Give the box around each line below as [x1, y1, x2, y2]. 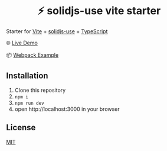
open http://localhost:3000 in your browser [14, 105, 120, 113]
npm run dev [14, 100, 44, 106]
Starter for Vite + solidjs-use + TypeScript [6, 27, 108, 35]
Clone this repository [14, 86, 66, 94]
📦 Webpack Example [6, 51, 59, 59]
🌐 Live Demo [6, 39, 38, 46]
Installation [6, 71, 48, 81]
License [6, 123, 36, 133]
